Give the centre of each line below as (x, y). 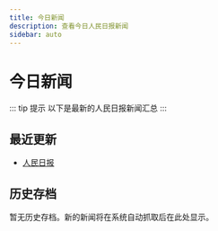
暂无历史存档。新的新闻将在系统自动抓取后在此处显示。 (111, 217)
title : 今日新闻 (37, 18)
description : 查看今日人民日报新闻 (69, 26)
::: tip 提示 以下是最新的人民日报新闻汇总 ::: (88, 108)
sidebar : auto (36, 34)
